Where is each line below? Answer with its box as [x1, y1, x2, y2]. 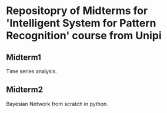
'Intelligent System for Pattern [6, 16, 157, 30]
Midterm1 [6, 52, 41, 62]
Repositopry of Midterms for [6, 4, 148, 18]
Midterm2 [6, 85, 43, 95]
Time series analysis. [6, 68, 58, 74]
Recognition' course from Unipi [6, 29, 162, 42]
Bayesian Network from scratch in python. [6, 100, 109, 107]
